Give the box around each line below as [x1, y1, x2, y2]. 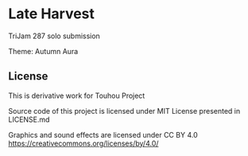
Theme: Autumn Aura [8, 46, 79, 56]
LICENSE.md [8, 115, 50, 124]
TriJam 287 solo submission [8, 31, 101, 41]
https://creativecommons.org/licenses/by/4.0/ [8, 138, 159, 148]
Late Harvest [8, 5, 95, 23]
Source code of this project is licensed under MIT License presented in [8, 106, 241, 115]
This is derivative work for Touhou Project [8, 91, 145, 100]
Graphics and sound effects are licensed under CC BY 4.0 [8, 130, 198, 139]
